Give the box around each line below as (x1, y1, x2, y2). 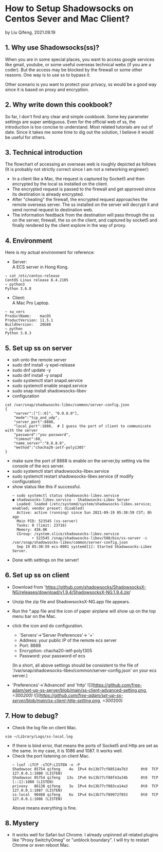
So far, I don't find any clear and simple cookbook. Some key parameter (5, 113, 149, 119)
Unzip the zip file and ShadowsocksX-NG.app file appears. (12, 598, 130, 604)
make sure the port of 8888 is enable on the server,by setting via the (12, 458, 150, 463)
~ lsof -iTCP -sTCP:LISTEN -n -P (12, 762, 80, 767)
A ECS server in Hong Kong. (12, 264, 69, 270)
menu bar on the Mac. (12, 613, 57, 619)
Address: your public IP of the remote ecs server (19, 637, 117, 643)
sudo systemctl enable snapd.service (12, 383, 88, 389)
